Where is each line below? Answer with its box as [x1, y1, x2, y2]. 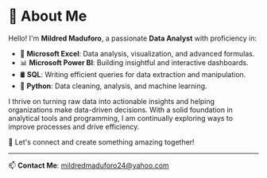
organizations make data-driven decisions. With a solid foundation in [8, 105, 233, 114]
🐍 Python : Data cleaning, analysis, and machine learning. [19, 81, 208, 91]
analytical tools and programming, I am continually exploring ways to [8, 113, 233, 122]
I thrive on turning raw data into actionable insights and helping [8, 96, 215, 106]
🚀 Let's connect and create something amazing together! [8, 137, 195, 146]
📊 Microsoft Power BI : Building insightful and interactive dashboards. [19, 57, 249, 67]
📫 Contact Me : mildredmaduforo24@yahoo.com [8, 161, 169, 170]
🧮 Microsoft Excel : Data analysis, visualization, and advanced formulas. [19, 48, 255, 58]
